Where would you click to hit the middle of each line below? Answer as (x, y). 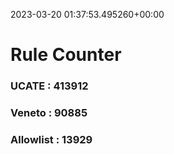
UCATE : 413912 (49, 86)
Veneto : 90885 (49, 113)
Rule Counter (66, 55)
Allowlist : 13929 (51, 139)
